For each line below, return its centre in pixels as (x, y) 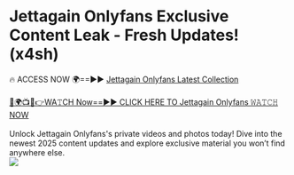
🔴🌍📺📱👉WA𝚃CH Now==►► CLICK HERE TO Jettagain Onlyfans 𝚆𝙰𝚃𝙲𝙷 (144, 102)
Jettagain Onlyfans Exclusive (119, 16)
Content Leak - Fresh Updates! (124, 35)
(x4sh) (34, 54)
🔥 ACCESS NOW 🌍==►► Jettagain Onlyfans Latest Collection (124, 79)
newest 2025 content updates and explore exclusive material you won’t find (147, 143)
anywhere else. (37, 152)
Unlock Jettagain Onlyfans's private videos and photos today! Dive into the (146, 133)
